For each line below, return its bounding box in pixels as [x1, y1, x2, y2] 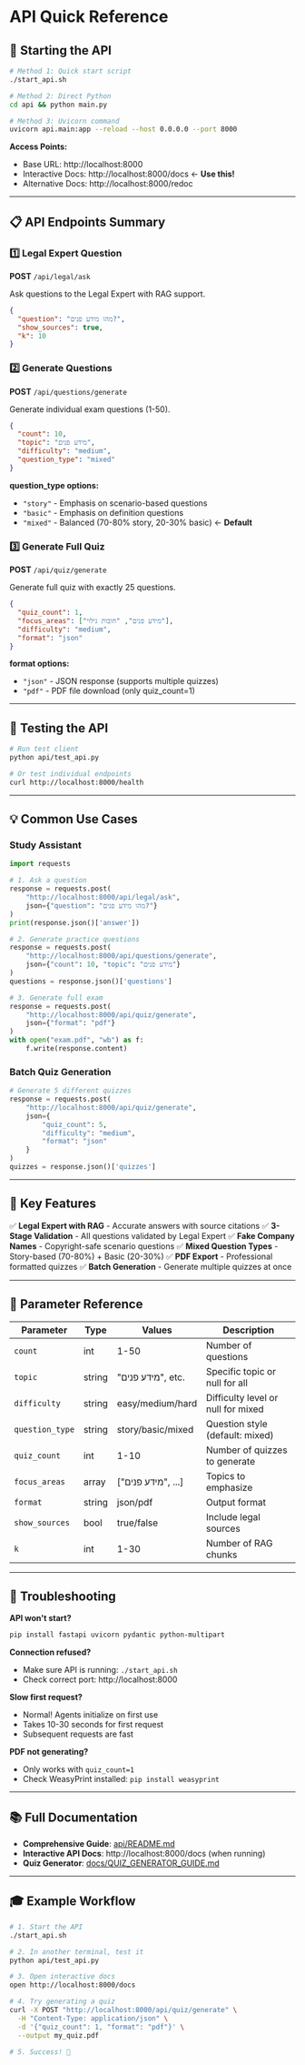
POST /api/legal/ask [9, 270, 91, 281]
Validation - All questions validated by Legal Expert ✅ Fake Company [33, 1230, 295, 1241]
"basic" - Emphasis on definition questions [22, 507, 184, 518]
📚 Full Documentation [9, 1809, 138, 1825]
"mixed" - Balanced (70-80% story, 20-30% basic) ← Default [22, 517, 252, 528]
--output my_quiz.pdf [17, 2030, 100, 2040]
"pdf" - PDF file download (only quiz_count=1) [22, 685, 195, 697]
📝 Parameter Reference [9, 1296, 143, 1312]
